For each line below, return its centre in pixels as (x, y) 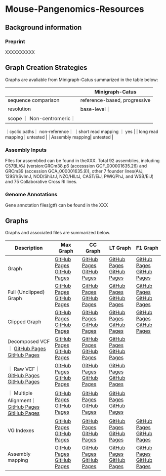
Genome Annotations (31, 194)
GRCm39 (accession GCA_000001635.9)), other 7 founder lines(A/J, (75, 171)
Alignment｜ (22, 400)
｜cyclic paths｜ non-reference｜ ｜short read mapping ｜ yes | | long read (82, 131)
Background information (43, 27)
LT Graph (120, 248)
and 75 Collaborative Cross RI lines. (41, 181)
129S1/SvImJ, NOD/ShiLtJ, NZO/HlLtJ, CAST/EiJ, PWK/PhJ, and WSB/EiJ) (80, 176)
